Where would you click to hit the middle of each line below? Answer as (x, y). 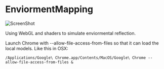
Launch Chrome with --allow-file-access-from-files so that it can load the (82, 43)
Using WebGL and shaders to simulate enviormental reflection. (71, 33)
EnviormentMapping (49, 9)
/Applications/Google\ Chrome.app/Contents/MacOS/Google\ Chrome (75, 58)
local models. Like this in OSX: (37, 48)
